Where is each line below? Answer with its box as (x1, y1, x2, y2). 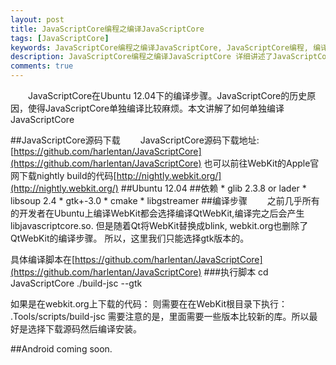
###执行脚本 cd (203, 266, 269, 278)
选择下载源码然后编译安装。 (27, 323, 142, 335)
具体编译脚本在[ (10, 254, 76, 265)
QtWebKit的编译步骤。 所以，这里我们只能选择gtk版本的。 (10, 232, 250, 244)
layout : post (10, 14, 65, 25)
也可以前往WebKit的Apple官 (203, 157, 320, 169)
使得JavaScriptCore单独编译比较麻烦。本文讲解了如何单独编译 (27, 102, 285, 114)
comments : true (10, 61, 74, 71)
